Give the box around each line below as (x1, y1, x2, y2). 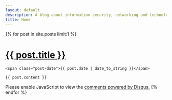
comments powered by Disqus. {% (84, 84, 158, 90)
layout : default (5, 7, 40, 13)
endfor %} (5, 89, 27, 95)
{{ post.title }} (5, 49, 66, 61)
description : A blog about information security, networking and (5, 12, 147, 17)
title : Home (5, 17, 31, 22)
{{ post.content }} (5, 75, 47, 80)
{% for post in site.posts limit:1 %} (5, 31, 77, 37)
